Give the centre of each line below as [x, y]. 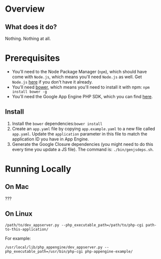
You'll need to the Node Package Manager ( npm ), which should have [79, 71]
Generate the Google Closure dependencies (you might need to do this [82, 144]
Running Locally [38, 169]
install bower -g [29, 92]
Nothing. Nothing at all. [28, 38]
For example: [18, 238]
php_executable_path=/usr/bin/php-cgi [44, 251]
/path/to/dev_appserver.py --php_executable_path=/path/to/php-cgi [74, 225]
